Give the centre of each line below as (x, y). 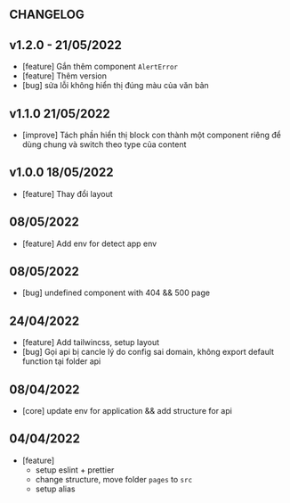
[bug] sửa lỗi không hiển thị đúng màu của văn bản (115, 86)
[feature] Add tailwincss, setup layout (91, 342)
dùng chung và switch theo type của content (104, 144)
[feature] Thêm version (64, 76)
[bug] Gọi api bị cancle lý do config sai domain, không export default (148, 352)
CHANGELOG (47, 15)
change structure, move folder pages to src (114, 479)
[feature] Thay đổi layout (67, 194)
